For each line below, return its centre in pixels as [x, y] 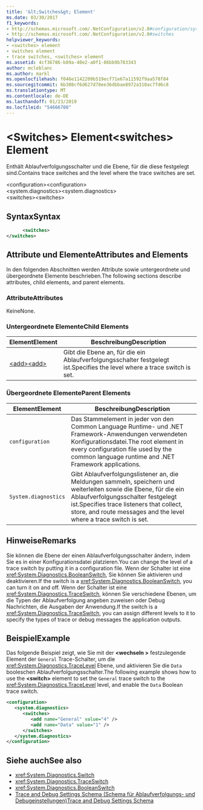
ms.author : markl [28, 74]
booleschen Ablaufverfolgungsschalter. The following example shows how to [101, 672]
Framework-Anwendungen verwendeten [129, 434]
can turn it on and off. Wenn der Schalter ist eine [66, 587]
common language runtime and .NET [123, 456]
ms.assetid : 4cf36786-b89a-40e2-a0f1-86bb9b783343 [71, 62]
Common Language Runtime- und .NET [127, 426]
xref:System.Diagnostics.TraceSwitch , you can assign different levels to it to [101, 613]
